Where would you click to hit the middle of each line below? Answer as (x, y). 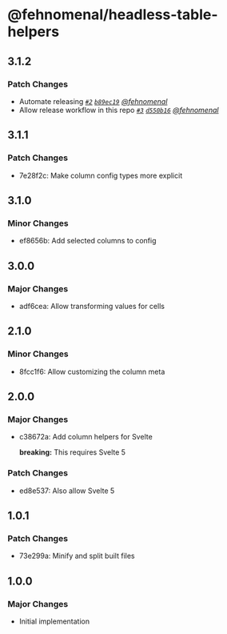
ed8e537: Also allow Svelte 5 (67, 491)
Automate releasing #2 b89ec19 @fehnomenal (93, 101)
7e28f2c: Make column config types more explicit (101, 175)
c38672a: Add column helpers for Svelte (86, 437)
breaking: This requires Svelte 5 (72, 452)
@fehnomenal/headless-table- (113, 15)
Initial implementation (54, 621)
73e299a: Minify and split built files (77, 556)
